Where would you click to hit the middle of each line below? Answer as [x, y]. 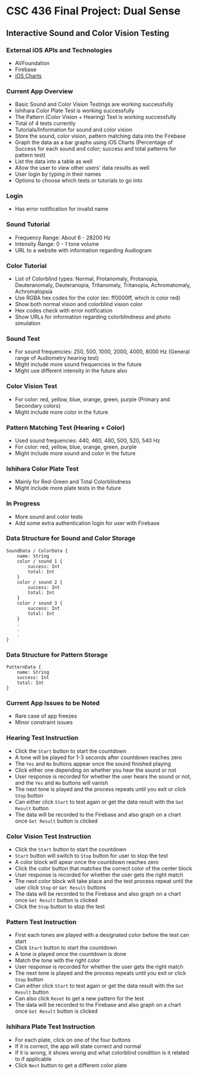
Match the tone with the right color [57, 960]
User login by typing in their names [58, 174]
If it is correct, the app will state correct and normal [78, 1046]
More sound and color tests [49, 517]
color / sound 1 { [40, 561]
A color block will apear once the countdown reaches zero [87, 862]
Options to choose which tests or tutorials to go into [79, 181]
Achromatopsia [33, 292]
